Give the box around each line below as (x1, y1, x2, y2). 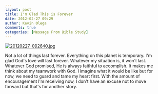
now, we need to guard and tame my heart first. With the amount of (5, 74, 140, 79)
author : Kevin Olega (5, 20, 47, 26)
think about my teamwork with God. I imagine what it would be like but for (5, 68, 153, 74)
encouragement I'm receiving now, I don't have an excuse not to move (5, 78, 146, 84)
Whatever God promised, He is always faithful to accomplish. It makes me (5, 63, 154, 69)
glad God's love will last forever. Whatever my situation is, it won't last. (5, 58, 147, 63)
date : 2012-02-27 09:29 (5, 16, 54, 21)
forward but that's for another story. (5, 84, 77, 89)
